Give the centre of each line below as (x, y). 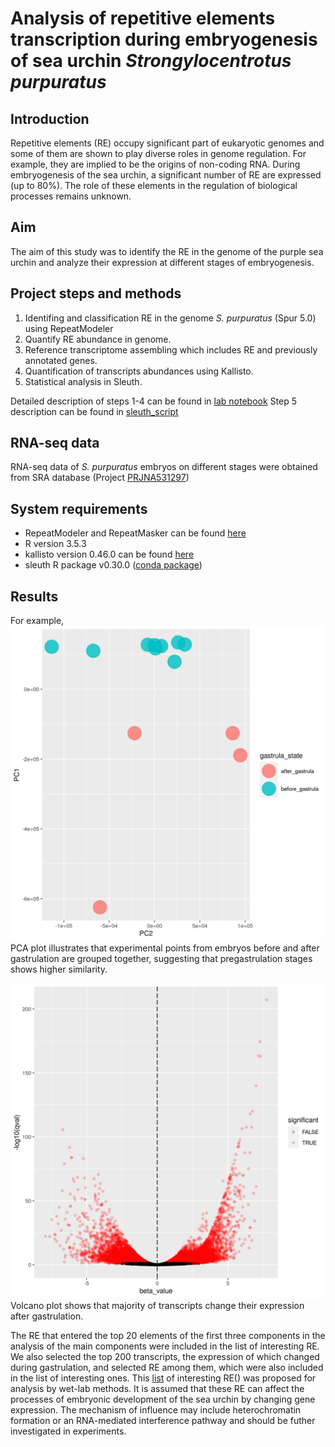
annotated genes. (61, 360)
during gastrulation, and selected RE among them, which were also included (167, 1368)
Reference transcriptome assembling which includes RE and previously (171, 349)
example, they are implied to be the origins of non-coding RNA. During (155, 164)
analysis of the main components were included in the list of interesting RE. (165, 1346)
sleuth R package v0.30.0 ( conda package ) (113, 565)
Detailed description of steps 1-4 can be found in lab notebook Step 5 (153, 401)
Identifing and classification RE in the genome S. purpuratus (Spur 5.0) (170, 318)
